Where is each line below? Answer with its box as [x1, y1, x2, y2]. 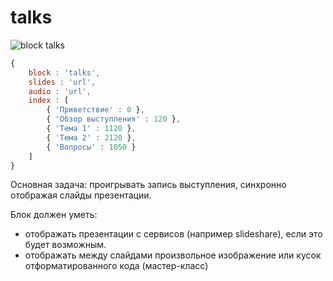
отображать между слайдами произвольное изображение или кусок [24, 249, 322, 261]
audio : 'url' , [28, 86, 92, 96]
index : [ [28, 96, 70, 106]
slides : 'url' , [28, 77, 97, 87]
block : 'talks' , [28, 67, 101, 78]
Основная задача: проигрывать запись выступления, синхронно [10, 179, 287, 191]
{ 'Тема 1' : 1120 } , [46, 124, 137, 134]
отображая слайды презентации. [10, 189, 152, 201]
